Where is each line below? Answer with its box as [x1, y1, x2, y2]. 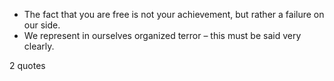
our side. [23, 19, 61, 31]
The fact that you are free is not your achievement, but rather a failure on [23, 9, 325, 20]
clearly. [23, 40, 55, 52]
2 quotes [9, 60, 46, 71]
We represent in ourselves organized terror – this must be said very [23, 30, 302, 41]
